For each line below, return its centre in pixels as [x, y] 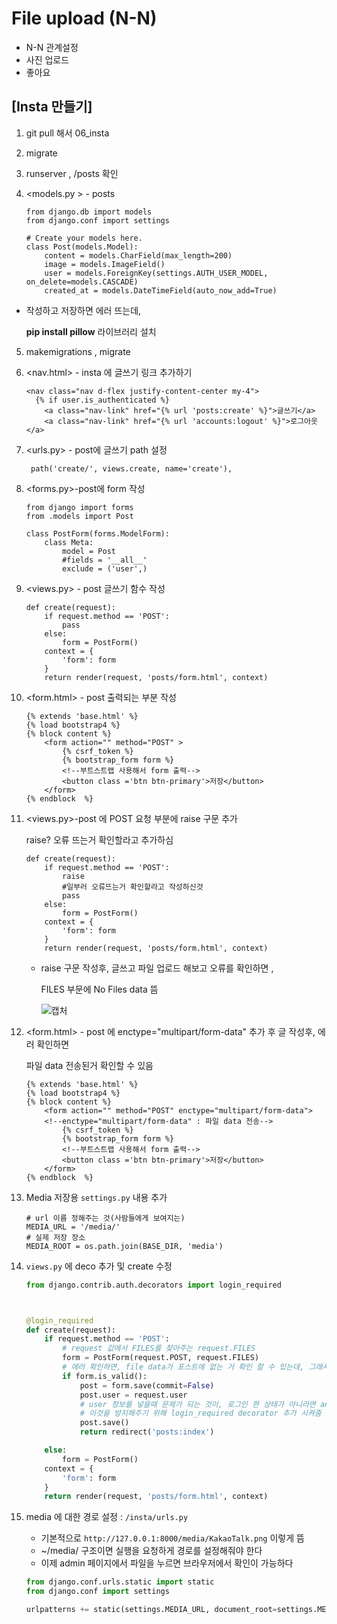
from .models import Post [79, 516]
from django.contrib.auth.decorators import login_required [153, 1285]
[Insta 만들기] [52, 107]
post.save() [104, 1423]
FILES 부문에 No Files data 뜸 [99, 989]
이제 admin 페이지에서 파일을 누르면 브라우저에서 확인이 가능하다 [167, 1563]
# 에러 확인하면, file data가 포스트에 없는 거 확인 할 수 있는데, [183, 1367]
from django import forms [79, 507]
